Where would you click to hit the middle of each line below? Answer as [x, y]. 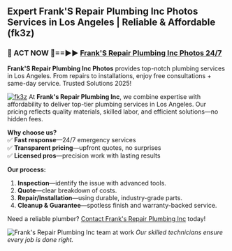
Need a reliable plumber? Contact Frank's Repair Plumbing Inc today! [107, 218]
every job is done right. [41, 239]
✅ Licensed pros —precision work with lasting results [84, 155]
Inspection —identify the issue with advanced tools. [92, 183]
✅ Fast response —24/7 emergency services [72, 139]
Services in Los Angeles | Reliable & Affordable [111, 23]
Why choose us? [32, 132]
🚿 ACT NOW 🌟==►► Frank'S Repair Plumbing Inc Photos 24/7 [115, 53]
